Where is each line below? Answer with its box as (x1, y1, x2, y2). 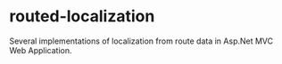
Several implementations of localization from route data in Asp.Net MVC (9, 36, 274, 46)
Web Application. (9, 44, 73, 55)
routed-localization (9, 6, 155, 27)
